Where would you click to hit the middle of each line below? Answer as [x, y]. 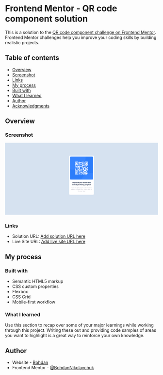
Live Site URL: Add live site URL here [49, 242]
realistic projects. [22, 42]
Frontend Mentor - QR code [61, 9]
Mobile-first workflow [34, 302]
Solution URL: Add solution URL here [49, 236]
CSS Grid [21, 297]
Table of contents [32, 58]
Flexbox [20, 292]
